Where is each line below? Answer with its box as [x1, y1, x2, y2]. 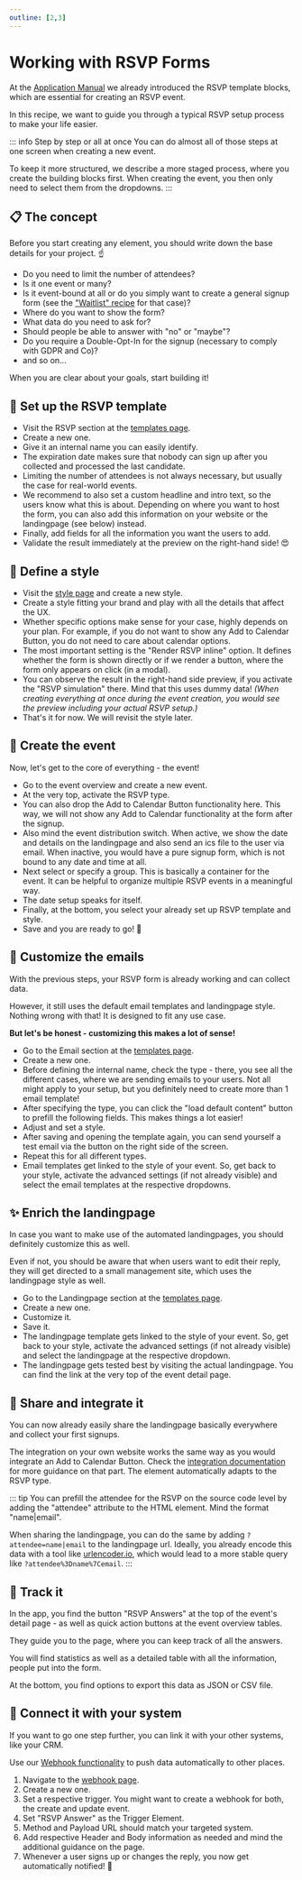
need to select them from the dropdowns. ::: [9, 182, 173, 193]
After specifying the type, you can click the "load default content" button [22, 1102, 293, 1114]
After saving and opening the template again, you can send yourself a [22, 1131, 281, 1142]
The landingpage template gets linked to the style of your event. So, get [22, 1331, 289, 1342]
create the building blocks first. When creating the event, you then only [9, 172, 273, 183]
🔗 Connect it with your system [9, 1706, 182, 1721]
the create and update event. [22, 1802, 131, 1813]
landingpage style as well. [9, 1275, 106, 1286]
